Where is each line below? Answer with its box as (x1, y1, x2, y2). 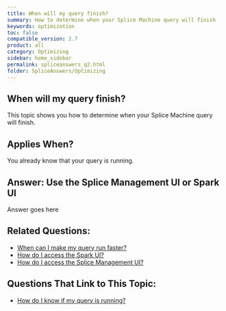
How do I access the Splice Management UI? (16, 258, 144, 266)
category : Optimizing (7, 49, 69, 56)
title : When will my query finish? (7, 10, 109, 17)
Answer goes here (7, 205, 60, 214)
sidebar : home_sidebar (7, 55, 72, 62)
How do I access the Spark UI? (16, 251, 105, 259)
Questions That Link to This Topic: (7, 278, 156, 290)
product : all (7, 42, 45, 49)
